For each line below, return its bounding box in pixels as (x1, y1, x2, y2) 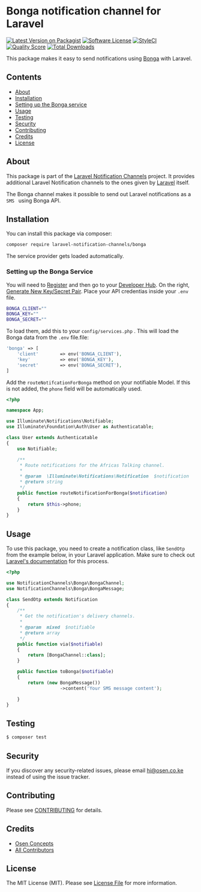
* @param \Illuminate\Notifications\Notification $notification (19, 473, 189, 479)
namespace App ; (6, 407, 44, 413)
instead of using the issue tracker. (6, 773, 90, 780)
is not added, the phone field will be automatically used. (6, 385, 142, 392)
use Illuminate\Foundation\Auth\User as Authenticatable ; (6, 424, 154, 430)
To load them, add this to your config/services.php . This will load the (6, 328, 179, 335)
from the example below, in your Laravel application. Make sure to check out (6, 551, 195, 558)
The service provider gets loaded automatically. (6, 253, 124, 260)
